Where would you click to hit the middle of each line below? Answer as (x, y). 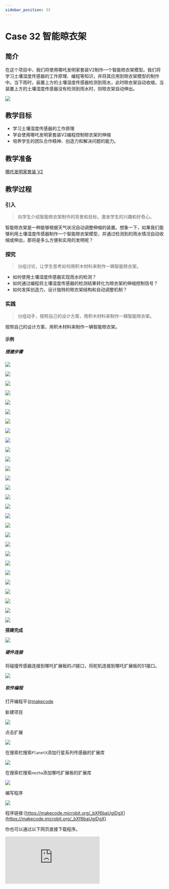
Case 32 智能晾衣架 (46, 36)
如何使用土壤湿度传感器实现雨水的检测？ (54, 277)
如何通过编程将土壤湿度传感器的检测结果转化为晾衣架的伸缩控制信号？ (85, 284)
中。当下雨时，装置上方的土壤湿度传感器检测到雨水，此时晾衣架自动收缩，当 (84, 82)
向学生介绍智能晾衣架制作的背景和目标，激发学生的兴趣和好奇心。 (86, 216)
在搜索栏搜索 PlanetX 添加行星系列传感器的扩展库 (55, 753)
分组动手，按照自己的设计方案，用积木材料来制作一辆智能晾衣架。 (86, 316)
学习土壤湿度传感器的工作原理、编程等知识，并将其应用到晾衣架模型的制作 (82, 76)
